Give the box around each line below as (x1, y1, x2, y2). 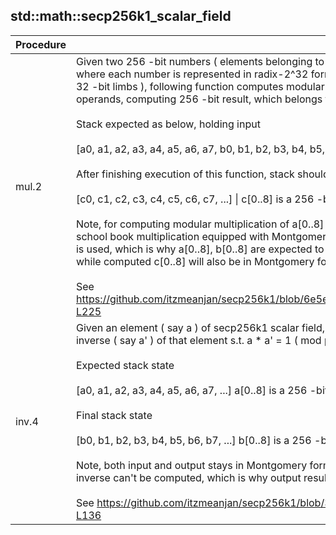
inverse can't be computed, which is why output (75, 470, 302, 484)
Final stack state (75, 408, 153, 422)
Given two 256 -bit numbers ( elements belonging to (75, 54, 325, 68)
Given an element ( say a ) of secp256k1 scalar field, (75, 320, 326, 334)
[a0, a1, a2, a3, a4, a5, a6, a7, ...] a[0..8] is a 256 (75, 383, 308, 397)
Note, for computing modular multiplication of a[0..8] (75, 217, 325, 231)
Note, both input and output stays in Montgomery (75, 458, 308, 472)
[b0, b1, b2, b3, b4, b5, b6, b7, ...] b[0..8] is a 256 (75, 433, 312, 447)
